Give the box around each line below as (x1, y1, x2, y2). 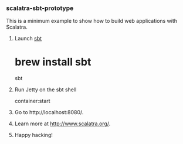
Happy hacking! (14, 132, 53, 139)
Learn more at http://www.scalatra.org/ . (14, 120, 111, 127)
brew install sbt (14, 56, 91, 68)
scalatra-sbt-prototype (6, 4, 74, 12)
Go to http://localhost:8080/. (14, 109, 84, 116)
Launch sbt (14, 35, 42, 42)
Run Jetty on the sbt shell (14, 86, 77, 93)
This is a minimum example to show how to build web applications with (6, 18, 178, 25)
